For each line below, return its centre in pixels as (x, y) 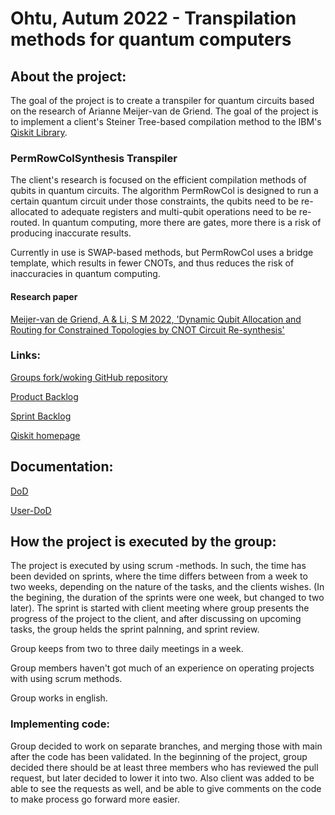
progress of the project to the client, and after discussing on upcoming (156, 619)
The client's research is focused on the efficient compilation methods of (158, 180)
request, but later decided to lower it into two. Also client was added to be (162, 778)
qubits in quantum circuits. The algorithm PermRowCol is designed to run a (164, 191)
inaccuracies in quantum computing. (85, 274)
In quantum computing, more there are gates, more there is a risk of (181, 223)
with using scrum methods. (66, 679)
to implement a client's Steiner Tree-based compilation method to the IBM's (166, 121)
